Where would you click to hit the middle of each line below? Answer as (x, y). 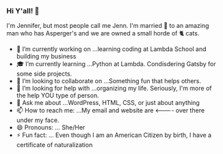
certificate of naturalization (54, 145)
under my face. (38, 120)
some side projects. (44, 74)
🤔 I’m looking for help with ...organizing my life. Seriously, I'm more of (114, 89)
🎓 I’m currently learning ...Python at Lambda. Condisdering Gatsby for (116, 64)
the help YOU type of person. (58, 95)
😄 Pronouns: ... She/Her (51, 127)
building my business (46, 57)
